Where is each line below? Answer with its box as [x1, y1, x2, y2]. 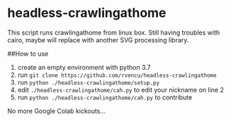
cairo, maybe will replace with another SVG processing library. [7, 35, 189, 44]
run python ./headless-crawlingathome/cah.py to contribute [17, 93, 193, 102]
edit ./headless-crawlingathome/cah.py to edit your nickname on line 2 [17, 85, 225, 94]
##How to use [7, 49, 49, 58]
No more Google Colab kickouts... [7, 106, 106, 115]
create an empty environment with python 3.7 [17, 63, 151, 71]
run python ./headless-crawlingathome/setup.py [17, 78, 160, 86]
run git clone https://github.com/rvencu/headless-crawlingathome [17, 71, 217, 79]
